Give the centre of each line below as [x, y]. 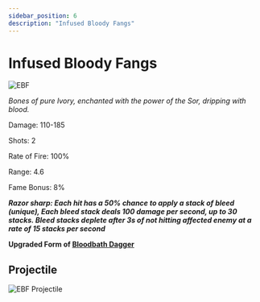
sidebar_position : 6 [43, 16]
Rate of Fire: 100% [39, 156]
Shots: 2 [22, 141]
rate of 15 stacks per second [57, 229]
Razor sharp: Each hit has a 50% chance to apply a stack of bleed [122, 203]
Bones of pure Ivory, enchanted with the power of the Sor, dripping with [128, 101]
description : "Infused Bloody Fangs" [72, 23]
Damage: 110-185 [37, 125]
